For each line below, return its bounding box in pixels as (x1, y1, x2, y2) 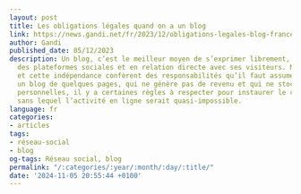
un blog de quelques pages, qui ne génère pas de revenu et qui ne (17, 80, 275, 89)
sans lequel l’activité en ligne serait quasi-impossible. (17, 96, 243, 105)
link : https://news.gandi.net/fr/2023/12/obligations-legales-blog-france (9, 30, 295, 38)
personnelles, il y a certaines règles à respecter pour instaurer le (17, 88, 287, 97)
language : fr (9, 105, 58, 114)
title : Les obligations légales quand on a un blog (9, 21, 206, 30)
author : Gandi (9, 38, 63, 47)
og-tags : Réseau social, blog (9, 154, 123, 164)
